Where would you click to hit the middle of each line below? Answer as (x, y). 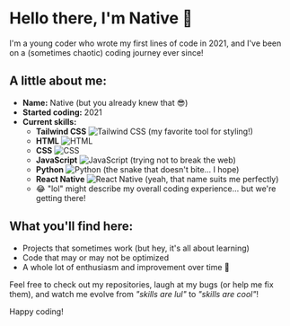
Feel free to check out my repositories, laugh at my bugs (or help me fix (141, 284)
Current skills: (49, 121)
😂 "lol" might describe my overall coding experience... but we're (156, 189)
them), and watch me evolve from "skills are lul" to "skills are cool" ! (134, 294)
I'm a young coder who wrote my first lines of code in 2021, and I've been (145, 43)
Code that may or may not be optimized (96, 257)
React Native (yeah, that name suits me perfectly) (157, 179)
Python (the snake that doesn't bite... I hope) (137, 169)
